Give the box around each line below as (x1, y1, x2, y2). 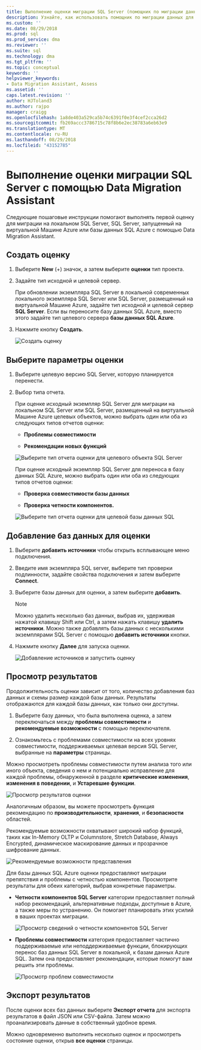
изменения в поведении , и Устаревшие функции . (6, 779, 136, 787)
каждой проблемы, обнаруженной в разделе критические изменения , (6, 773, 190, 780)
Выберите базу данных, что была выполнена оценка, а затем (14, 712, 172, 719)
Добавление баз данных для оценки (6, 530, 151, 541)
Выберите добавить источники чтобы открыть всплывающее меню (14, 547, 190, 554)
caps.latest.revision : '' (6, 92, 71, 98)
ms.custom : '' (6, 20, 42, 26)
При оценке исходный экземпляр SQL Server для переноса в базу (14, 466, 184, 473)
